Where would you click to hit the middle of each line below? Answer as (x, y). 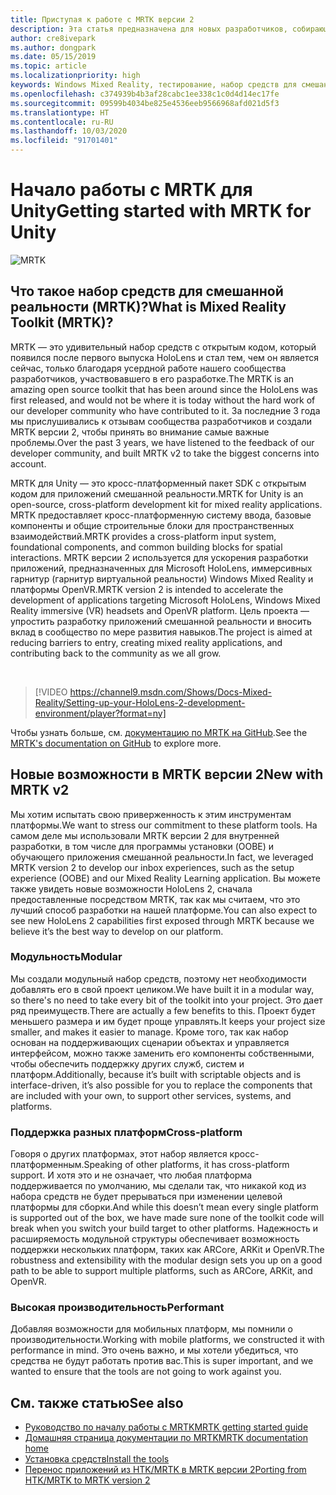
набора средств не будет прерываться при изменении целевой (146, 1197)
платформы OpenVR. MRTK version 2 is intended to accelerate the (147, 589)
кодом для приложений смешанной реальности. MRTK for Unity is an (157, 493)
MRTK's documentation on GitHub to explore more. (116, 743)
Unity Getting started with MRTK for (161, 211)
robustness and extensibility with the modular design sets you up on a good (166, 1260)
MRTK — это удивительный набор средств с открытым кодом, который (163, 347)
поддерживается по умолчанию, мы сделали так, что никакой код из (158, 1186)
